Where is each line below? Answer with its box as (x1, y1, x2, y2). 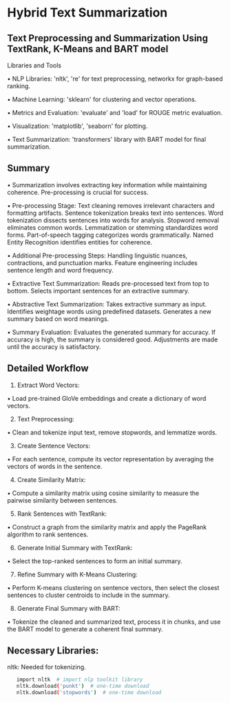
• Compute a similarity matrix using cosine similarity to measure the (7, 489, 200, 497)
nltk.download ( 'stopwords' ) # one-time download (16, 689, 162, 696)
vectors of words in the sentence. (7, 462, 103, 470)
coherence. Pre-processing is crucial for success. (7, 188, 149, 196)
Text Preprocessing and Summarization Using (7, 32, 209, 44)
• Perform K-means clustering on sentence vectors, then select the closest (7, 583, 220, 591)
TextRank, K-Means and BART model (7, 43, 169, 54)
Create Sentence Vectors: (17, 441, 91, 450)
